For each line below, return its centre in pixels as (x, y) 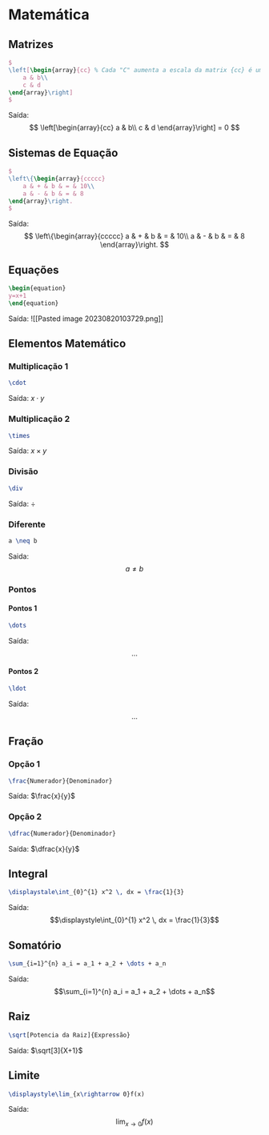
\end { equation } (34, 303)
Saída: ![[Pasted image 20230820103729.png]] (86, 319)
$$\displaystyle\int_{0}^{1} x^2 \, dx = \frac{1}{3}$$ (134, 920)
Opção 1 (24, 764)
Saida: (19, 556)
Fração (26, 742)
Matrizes (31, 44)
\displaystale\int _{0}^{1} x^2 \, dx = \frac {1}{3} (96, 892)
